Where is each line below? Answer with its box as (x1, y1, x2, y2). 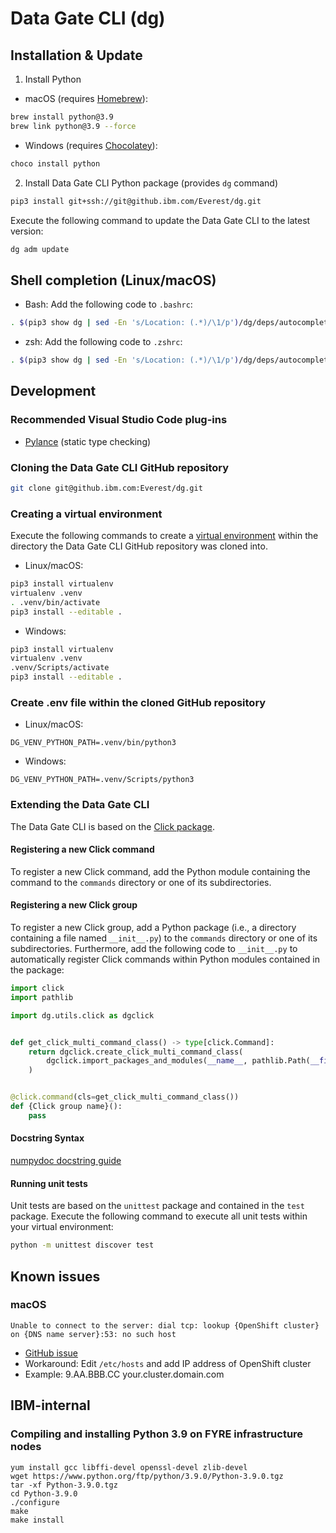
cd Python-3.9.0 (10, 1488, 78, 1499)
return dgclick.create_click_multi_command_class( (28, 1047, 244, 1057)
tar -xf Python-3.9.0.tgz (10, 1480, 118, 1490)
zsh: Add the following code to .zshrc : (24, 336, 183, 348)
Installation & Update (10, 47, 143, 64)
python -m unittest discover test (10, 1240, 155, 1251)
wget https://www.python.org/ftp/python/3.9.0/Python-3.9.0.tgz (10, 1471, 284, 1481)
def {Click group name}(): (10, 1102, 123, 1112)
